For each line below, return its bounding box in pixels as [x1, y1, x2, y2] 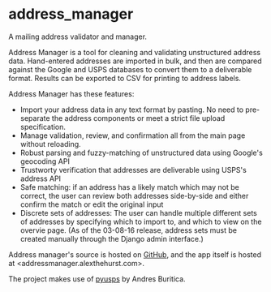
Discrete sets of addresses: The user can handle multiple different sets [19, 208, 257, 217]
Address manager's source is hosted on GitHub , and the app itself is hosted [8, 249, 262, 260]
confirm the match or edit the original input [19, 200, 164, 209]
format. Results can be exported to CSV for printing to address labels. [8, 73, 242, 83]
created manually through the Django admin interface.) [19, 234, 204, 243]
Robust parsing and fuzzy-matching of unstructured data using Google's [19, 148, 264, 157]
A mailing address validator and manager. [8, 32, 148, 41]
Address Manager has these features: [8, 88, 135, 98]
